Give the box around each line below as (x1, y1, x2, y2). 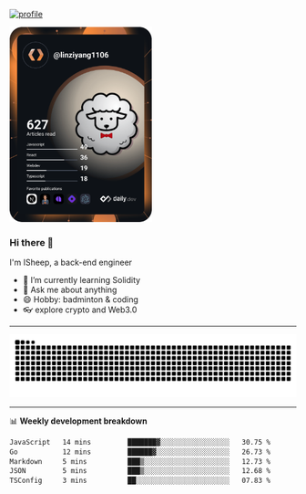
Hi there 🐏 (9, 236, 55, 248)
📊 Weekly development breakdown (9, 415, 148, 426)
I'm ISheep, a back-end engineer (9, 257, 133, 268)
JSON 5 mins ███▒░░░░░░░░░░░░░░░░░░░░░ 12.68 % (9, 467, 271, 476)
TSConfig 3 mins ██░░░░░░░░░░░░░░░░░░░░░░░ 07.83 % (9, 476, 271, 486)
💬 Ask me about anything (22, 284, 117, 296)
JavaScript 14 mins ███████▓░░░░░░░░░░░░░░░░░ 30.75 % (9, 437, 271, 447)
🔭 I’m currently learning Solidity (22, 275, 141, 286)
